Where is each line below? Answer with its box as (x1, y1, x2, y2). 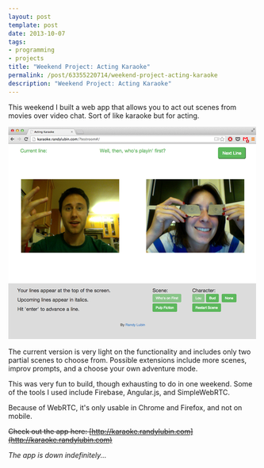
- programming (8, 46, 55, 55)
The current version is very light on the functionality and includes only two (8, 347, 251, 356)
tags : (8, 38, 26, 46)
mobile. (8, 411, 33, 420)
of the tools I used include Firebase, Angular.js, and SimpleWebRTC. (8, 387, 231, 397)
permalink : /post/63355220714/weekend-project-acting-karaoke (8, 71, 218, 79)
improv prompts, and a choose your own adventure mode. (8, 363, 198, 373)
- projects (8, 55, 44, 63)
